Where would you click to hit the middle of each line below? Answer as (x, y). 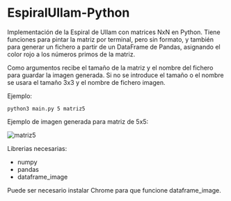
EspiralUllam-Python (69, 13)
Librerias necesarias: (37, 148)
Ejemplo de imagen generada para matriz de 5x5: (78, 121)
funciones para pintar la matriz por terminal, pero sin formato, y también (111, 39)
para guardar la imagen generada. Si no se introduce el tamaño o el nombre (115, 75)
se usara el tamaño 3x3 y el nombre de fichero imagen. (86, 82)
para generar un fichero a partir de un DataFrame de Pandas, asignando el (114, 47)
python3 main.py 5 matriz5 (46, 108)
